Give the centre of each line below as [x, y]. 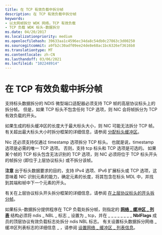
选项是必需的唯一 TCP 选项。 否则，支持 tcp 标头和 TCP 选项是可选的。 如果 [81, 148]
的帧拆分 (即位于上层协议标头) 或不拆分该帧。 [50, 160]
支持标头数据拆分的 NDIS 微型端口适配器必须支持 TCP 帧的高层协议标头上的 [80, 103]
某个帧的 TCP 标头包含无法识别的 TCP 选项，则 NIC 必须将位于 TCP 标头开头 [81, 154]
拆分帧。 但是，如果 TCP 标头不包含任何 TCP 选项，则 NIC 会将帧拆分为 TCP [81, 110]
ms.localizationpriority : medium [39, 37]
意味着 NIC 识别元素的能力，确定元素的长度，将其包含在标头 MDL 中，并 [77, 177]
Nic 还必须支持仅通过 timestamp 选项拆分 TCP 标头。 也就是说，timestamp [79, 142]
